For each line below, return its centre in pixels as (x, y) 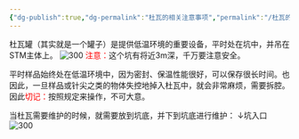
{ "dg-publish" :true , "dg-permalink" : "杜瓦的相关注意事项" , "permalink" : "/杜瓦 (147, 17)
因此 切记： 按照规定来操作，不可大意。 (79, 96)
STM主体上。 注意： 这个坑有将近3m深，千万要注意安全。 (127, 55)
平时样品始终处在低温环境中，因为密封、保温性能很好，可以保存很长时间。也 (149, 74)
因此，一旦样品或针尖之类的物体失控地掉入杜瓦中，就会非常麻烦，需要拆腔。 (149, 85)
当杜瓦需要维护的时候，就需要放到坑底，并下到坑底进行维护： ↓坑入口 (138, 115)
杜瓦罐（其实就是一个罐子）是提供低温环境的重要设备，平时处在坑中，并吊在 (149, 44)
